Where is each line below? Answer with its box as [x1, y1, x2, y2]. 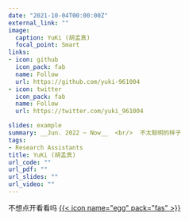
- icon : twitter [8, 85, 62, 93]
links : [8, 48, 30, 56]
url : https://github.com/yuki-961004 [15, 78, 141, 85]
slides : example [8, 122, 62, 130]
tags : [8, 136, 26, 144]
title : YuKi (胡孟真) [8, 151, 76, 159]
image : [8, 26, 30, 34]
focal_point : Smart [15, 41, 80, 49]
